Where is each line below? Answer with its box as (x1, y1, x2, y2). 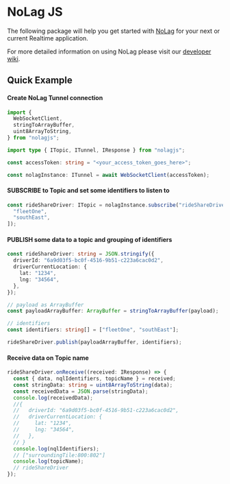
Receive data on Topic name (7, 354, 89, 362)
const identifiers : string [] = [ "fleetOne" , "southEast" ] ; (7, 326, 179, 333)
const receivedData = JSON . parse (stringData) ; (13, 388, 149, 395)
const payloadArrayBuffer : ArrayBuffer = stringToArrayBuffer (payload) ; (7, 308, 219, 315)
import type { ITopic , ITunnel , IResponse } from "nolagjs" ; (7, 147, 186, 154)
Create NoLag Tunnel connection (7, 93, 103, 101)
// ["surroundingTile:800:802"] (13, 452, 106, 459)
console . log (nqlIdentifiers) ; (13, 445, 99, 452)
